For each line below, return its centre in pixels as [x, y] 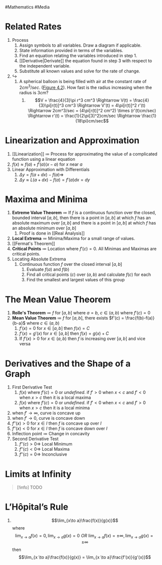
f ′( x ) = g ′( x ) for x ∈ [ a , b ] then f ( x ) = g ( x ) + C [64, 334]
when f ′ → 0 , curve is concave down [49, 418]
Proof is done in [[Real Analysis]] [52, 233]
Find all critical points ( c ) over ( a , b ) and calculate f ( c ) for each [89, 274]
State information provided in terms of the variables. [71, 50]
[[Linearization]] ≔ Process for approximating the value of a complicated [85, 154]
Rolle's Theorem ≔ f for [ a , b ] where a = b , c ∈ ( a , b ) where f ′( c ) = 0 [81, 313]
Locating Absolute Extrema [39, 259]
